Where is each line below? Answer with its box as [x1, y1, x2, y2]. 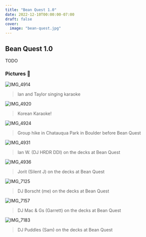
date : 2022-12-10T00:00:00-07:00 [5, 12, 75, 17]
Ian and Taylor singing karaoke [17, 91, 81, 97]
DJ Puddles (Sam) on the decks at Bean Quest [17, 227, 113, 233]
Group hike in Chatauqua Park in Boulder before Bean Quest [17, 130, 141, 136]
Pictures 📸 [5, 70, 31, 77]
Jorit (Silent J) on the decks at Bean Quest [17, 168, 105, 175]
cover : [5, 21, 19, 26]
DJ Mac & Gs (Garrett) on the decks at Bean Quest [17, 207, 121, 213]
